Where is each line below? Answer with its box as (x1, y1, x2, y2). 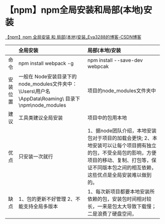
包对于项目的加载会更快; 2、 (87, 134, 153, 141)
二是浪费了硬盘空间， (87, 210, 137, 217)
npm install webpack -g (18, 60, 74, 66)
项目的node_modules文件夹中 (87, 87, 156, 94)
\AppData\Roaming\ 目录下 (18, 95, 81, 102)
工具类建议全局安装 (18, 114, 63, 121)
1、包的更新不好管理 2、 (18, 195, 76, 202)
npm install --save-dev (87, 57, 143, 64)
